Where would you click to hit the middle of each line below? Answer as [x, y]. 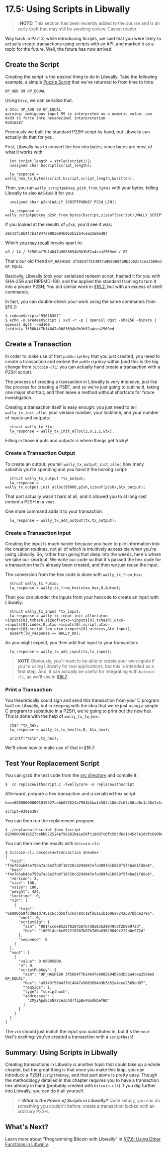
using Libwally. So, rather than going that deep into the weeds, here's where [83, 554]
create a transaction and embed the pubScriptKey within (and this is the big [82, 361]
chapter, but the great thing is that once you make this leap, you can [75, 1070]
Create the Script [32, 65]
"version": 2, [24, 879]
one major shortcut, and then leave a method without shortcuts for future [80, 392]
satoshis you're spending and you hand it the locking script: [66, 469]
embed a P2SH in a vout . [31, 501]
